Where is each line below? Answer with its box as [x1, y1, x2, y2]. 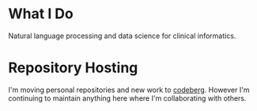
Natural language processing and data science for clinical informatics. [8, 31, 236, 40]
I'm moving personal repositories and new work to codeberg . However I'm [8, 85, 250, 94]
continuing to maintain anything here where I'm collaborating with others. [8, 93, 247, 103]
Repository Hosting [8, 59, 138, 77]
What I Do [8, 5, 74, 23]
